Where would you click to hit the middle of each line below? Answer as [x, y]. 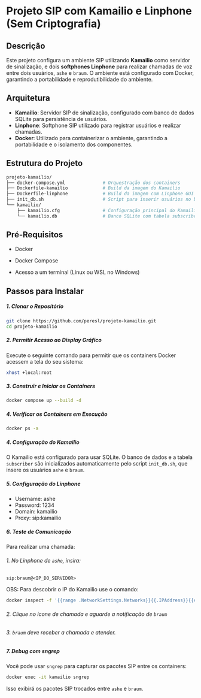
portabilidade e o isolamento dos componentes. [74, 144]
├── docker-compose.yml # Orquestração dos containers [93, 183]
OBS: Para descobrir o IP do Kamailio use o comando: [72, 590]
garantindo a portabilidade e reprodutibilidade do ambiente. [80, 79]
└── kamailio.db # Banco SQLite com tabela [93, 216]
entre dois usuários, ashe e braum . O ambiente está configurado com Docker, [100, 73]
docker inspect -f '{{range [41, 600]
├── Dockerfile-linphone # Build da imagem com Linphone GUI [100, 194]
